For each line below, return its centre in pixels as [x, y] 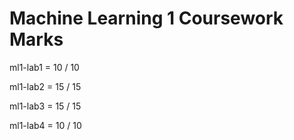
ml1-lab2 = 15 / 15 [45, 86]
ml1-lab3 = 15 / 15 [45, 106]
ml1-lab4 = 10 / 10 [45, 125]
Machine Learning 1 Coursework [146, 18]
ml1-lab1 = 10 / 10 [44, 67]
